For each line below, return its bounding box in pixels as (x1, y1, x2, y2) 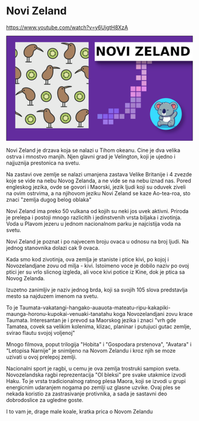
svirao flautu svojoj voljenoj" (6, 330, 75, 337)
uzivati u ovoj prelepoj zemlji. (6, 353, 77, 360)
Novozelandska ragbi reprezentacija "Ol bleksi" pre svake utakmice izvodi (6, 371, 187, 378)
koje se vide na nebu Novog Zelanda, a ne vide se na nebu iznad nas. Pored (6, 177, 191, 185)
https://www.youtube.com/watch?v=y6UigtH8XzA (6, 24, 129, 31)
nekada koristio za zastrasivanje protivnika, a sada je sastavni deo (6, 390, 168, 397)
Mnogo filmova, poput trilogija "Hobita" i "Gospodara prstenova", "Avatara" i (6, 341, 192, 348)
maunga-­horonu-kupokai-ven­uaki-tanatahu (6, 311, 113, 318)
